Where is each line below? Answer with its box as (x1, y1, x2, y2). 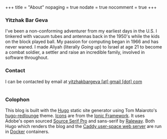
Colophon (5, 96, 30, 103)
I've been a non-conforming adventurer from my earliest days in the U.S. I (5, 28, 157, 34)
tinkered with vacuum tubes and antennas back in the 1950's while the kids (5, 33, 160, 39)
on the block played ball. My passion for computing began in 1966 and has (5, 38, 159, 44)
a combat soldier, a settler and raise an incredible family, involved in (5, 49, 145, 55)
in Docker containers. (5, 128, 49, 134)
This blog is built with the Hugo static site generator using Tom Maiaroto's (5, 107, 157, 113)
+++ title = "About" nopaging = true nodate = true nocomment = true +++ (5, 4, 157, 10)
